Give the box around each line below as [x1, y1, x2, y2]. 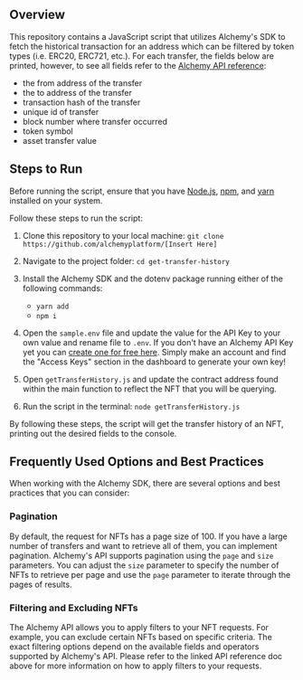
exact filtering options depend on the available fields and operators [9, 641, 260, 652]
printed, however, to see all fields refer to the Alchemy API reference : [9, 60, 267, 71]
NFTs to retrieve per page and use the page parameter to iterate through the [9, 569, 291, 580]
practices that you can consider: [9, 487, 130, 498]
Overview [9, 7, 66, 23]
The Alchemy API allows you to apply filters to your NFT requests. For [9, 622, 270, 633]
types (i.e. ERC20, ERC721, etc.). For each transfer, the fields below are [9, 50, 274, 61]
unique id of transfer [22, 106, 99, 117]
